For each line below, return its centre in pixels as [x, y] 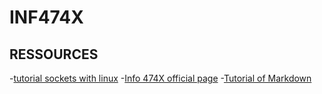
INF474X [46, 17]
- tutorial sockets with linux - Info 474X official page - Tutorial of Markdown [160, 78]
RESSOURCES [54, 54]
